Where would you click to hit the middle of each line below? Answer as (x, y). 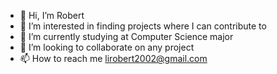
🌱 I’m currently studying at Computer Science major (126, 36)
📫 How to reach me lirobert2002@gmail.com (113, 58)
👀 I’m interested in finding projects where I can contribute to (143, 26)
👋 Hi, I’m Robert (52, 15)
